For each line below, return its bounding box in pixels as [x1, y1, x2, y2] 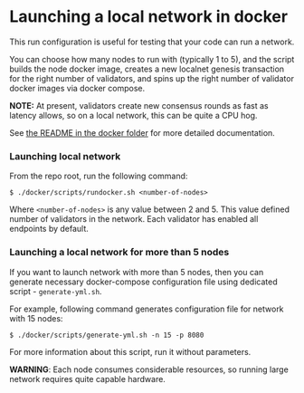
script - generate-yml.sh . [9, 285, 102, 296]
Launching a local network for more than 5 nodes [9, 246, 230, 259]
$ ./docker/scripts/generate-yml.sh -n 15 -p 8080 [9, 331, 204, 340]
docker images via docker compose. [9, 82, 146, 93]
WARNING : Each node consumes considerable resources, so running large [9, 364, 290, 375]
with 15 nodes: [9, 312, 63, 323]
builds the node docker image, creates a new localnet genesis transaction [9, 63, 285, 74]
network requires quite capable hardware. [9, 373, 166, 384]
